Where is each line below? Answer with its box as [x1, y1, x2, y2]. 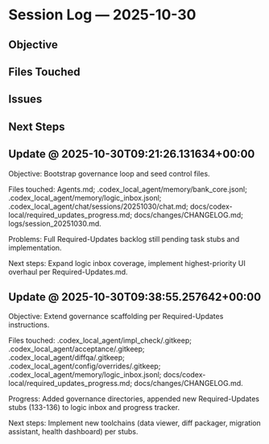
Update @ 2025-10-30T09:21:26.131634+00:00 [8, 147, 255, 161]
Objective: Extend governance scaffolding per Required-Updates [8, 312, 224, 322]
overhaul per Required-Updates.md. [8, 267, 128, 276]
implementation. [8, 243, 62, 252]
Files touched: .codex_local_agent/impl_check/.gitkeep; [8, 336, 192, 346]
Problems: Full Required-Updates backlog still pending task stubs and [8, 234, 240, 243]
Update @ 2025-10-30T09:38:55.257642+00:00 [8, 290, 262, 304]
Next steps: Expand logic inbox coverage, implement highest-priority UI [8, 258, 246, 268]
